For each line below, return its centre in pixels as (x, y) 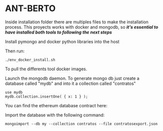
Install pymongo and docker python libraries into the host (62, 41)
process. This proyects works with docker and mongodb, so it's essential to (82, 27)
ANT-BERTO (30, 8)
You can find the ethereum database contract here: (56, 105)
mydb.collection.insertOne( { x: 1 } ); (47, 97)
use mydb (14, 92)
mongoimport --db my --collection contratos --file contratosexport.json (81, 124)
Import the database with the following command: (55, 115)
